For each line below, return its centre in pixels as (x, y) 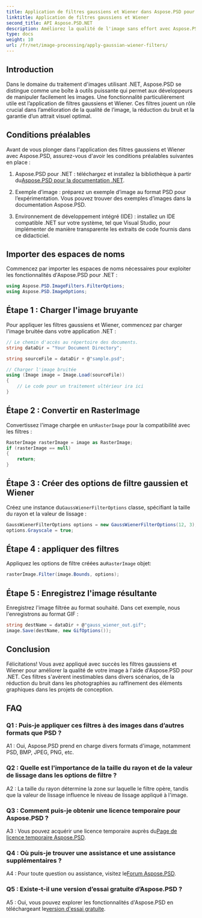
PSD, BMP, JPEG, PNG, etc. (40, 752)
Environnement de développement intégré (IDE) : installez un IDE (95, 216)
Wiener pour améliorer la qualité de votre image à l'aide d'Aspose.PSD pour (100, 670)
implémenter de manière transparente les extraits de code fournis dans (103, 229)
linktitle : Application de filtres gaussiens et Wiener (78, 17)
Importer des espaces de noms (66, 254)
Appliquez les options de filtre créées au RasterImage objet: (79, 564)
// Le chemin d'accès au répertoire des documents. (72, 342)
